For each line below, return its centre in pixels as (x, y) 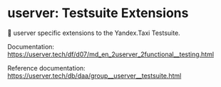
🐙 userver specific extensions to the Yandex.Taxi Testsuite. (94, 33)
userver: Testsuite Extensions (98, 13)
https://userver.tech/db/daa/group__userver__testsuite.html (94, 76)
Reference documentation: (46, 68)
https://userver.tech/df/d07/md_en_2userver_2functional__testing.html (111, 54)
